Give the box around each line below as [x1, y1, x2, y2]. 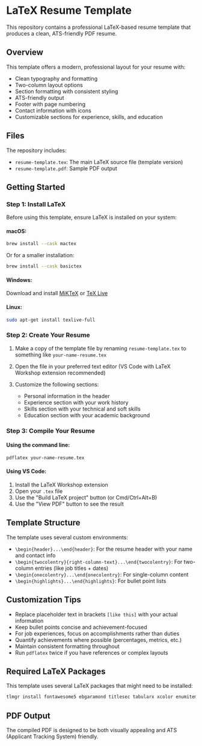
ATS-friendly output [14, 94, 64, 101]
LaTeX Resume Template [6, 4, 132, 17]
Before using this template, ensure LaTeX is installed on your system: [6, 214, 177, 221]
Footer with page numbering [14, 100, 86, 108]
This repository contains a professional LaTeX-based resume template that [6, 23, 191, 31]
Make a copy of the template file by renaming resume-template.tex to [14, 344, 186, 352]
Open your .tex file [14, 488, 63, 495]
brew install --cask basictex [6, 263, 82, 269]
